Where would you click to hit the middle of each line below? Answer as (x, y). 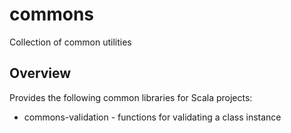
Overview (40, 73)
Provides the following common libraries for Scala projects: (131, 97)
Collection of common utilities (70, 42)
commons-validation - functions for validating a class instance (152, 117)
